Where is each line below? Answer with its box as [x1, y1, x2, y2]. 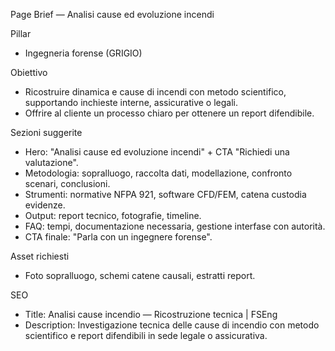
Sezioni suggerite [10, 127, 83, 138]
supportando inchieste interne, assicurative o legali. [24, 97, 239, 108]
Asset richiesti [10, 250, 70, 262]
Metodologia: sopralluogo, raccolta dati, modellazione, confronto [24, 167, 293, 179]
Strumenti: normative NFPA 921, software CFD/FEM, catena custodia [24, 189, 307, 200]
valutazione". [24, 157, 79, 168]
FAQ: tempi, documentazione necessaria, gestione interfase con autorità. [24, 220, 326, 232]
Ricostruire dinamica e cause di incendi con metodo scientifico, [24, 86, 287, 98]
